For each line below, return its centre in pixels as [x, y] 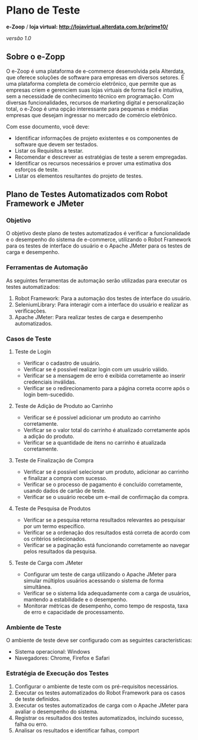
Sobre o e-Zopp [35, 57]
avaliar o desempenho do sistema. [56, 712]
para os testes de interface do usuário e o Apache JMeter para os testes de [98, 246]
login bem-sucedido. [49, 395]
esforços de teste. [37, 169]
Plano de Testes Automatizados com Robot [87, 194]
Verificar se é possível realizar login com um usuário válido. [96, 369]
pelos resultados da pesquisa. [60, 552]
